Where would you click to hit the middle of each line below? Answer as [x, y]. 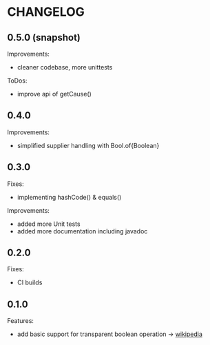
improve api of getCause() [54, 94]
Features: [21, 321]
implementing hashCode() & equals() [69, 197]
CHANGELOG [46, 12]
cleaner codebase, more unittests [65, 67]
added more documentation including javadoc [82, 231]
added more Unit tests [49, 224]
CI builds [30, 282]
